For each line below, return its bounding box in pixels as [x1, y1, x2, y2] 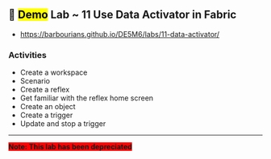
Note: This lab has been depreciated [8, 142, 133, 152]
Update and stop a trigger [19, 119, 106, 128]
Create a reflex [19, 85, 70, 95]
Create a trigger [19, 110, 73, 120]
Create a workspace [19, 67, 88, 77]
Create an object [19, 102, 76, 112]
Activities [8, 49, 47, 60]
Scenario [19, 76, 51, 86]
